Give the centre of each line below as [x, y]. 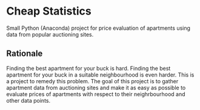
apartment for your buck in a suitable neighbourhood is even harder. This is [100, 75]
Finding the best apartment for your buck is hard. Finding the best [88, 68]
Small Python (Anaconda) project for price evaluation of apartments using [98, 28]
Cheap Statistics [49, 11]
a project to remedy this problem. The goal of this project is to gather [92, 81]
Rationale [25, 54]
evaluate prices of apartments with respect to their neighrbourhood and [96, 94]
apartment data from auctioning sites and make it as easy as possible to [96, 88]
